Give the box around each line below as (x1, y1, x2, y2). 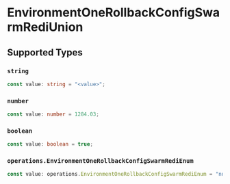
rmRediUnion (7, 19, 84, 35)
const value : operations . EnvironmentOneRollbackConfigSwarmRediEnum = (7, 171, 213, 178)
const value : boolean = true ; (7, 141, 94, 148)
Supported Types (7, 47, 84, 58)
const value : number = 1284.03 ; (7, 111, 99, 118)
